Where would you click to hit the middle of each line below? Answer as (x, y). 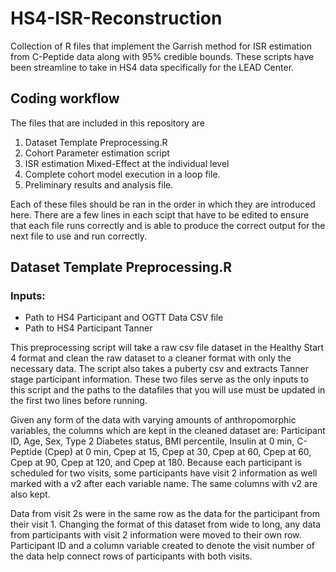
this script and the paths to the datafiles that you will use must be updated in (168, 390)
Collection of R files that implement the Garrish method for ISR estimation (161, 46)
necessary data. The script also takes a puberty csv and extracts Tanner (159, 369)
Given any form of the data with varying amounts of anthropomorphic (153, 420)
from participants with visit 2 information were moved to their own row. (156, 535)
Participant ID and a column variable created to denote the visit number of (163, 546)
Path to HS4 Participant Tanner (88, 328)
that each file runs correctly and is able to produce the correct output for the (168, 225)
